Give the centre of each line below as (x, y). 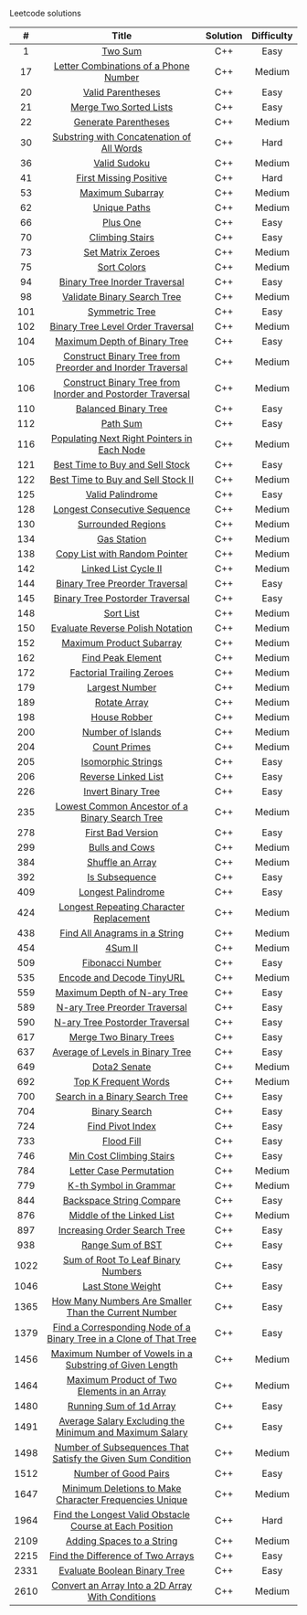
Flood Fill (122, 1141)
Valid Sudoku (122, 163)
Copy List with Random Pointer (122, 554)
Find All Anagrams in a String (122, 933)
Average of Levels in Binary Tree (122, 1052)
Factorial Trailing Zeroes (122, 673)
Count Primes (122, 747)
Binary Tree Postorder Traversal (122, 598)
